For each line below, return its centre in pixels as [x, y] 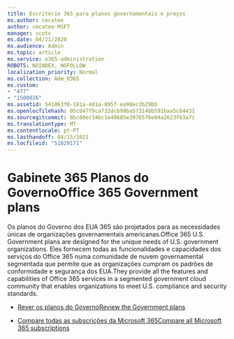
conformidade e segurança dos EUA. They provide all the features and [108, 271]
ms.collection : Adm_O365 [43, 78]
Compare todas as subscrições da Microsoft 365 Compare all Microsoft [119, 321]
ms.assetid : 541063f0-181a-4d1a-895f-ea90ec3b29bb [82, 105]
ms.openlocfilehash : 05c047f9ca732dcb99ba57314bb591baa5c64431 [101, 111]
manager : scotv [29, 33]
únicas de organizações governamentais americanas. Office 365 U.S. [106, 234]
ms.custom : [23, 85]
